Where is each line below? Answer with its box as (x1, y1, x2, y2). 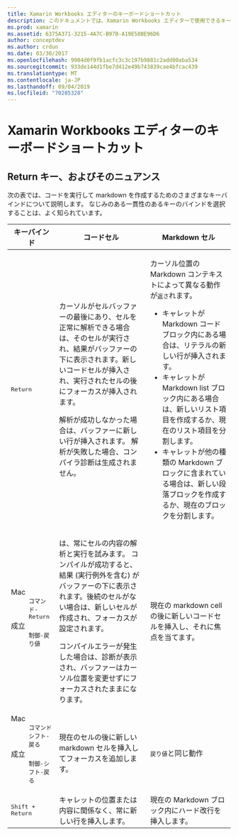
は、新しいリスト (161, 404, 220, 414)
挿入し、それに (164, 622, 215, 632)
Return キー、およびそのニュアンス (7, 170, 161, 183)
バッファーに (80, 425, 123, 435)
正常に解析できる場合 (59, 322, 130, 332)
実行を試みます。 (73, 549, 130, 559)
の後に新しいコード (149, 612, 215, 621)
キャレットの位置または (59, 795, 137, 805)
